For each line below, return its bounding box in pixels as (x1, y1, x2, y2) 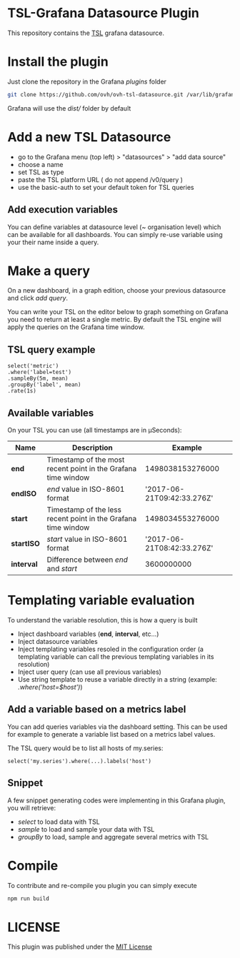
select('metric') (7, 363, 59, 370)
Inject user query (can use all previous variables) (17, 667, 162, 676)
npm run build (7, 894, 50, 902)
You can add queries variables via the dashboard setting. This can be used (7, 722, 228, 731)
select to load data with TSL (17, 817, 100, 826)
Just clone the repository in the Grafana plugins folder (7, 77, 166, 86)
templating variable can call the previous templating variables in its (17, 652, 214, 661)
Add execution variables (7, 203, 119, 216)
